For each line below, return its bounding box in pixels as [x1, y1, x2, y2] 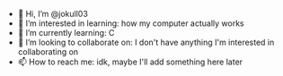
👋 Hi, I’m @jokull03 [17, 9, 88, 19]
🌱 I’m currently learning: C [17, 28, 115, 38]
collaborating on [17, 46, 79, 57]
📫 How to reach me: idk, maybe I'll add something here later [17, 56, 243, 67]
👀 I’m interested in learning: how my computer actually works [17, 18, 244, 29]
